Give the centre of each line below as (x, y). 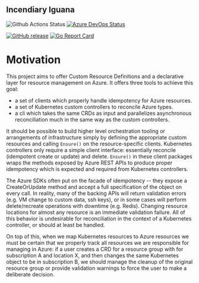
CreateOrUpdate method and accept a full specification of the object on (94, 186)
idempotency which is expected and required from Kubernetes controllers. (97, 169)
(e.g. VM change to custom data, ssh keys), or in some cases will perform (96, 200)
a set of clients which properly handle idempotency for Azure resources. (103, 100)
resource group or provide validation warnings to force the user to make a (97, 268)
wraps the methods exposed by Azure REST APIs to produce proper (89, 163)
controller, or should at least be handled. (56, 225)
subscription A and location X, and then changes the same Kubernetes (93, 255)
